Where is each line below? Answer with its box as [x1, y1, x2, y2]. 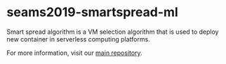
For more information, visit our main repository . [6, 49, 142, 57]
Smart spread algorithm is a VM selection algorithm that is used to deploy [6, 27, 219, 36]
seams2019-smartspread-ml [6, 4, 178, 20]
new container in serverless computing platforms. [6, 34, 150, 43]
